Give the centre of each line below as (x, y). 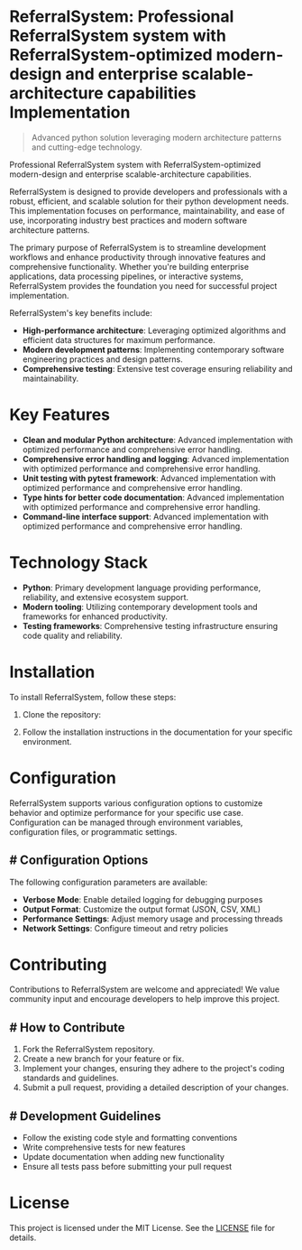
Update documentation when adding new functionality (124, 1157)
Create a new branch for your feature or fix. (103, 1059)
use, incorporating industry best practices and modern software (128, 220)
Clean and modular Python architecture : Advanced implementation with (158, 440)
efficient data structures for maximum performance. (119, 339)
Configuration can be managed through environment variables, (126, 822)
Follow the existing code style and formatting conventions (130, 1138)
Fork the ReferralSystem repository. (88, 1050)
